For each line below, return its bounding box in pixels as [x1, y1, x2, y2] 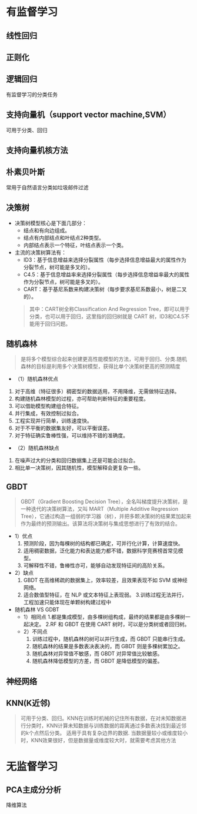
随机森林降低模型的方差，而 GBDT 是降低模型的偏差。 [32, 658, 163, 665]
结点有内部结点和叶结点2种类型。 [23, 234, 105, 241]
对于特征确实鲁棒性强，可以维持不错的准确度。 [14, 432, 128, 439]
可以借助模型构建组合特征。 [14, 403, 82, 410]
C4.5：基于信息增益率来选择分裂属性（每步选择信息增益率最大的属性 [23, 271, 190, 278]
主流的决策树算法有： [14, 249, 66, 256]
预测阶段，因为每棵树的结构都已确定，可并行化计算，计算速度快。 [23, 540, 183, 547]
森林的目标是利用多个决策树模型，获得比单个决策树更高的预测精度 [20, 363, 181, 370]
